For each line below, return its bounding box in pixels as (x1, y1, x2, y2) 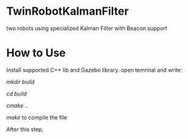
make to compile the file (6, 113, 67, 121)
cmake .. (6, 102, 29, 109)
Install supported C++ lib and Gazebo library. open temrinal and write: (6, 66, 182, 73)
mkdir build (6, 78, 35, 85)
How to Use (6, 46, 66, 60)
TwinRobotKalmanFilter (6, 4, 129, 18)
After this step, (6, 126, 44, 133)
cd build (6, 90, 27, 97)
